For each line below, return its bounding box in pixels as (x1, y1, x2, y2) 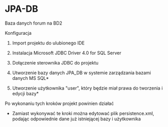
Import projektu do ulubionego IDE (12, 39, 85, 46)
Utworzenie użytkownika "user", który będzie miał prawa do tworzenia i (12, 85, 163, 91)
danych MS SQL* (12, 75, 49, 81)
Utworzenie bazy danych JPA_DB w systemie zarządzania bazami (12, 70, 151, 76)
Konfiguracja (5, 30, 32, 36)
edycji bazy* (12, 90, 39, 96)
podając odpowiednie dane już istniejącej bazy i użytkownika (12, 116, 141, 122)
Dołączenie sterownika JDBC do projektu (12, 59, 99, 66)
